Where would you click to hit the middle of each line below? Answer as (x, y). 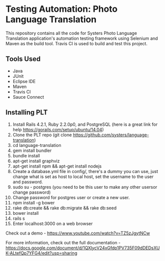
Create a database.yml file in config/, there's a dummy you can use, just (85, 171)
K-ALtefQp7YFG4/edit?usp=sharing (41, 253)
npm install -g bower (34, 203)
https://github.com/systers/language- (111, 135)
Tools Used (23, 59)
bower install (26, 213)
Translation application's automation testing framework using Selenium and (82, 38)
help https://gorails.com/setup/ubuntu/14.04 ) (58, 129)
